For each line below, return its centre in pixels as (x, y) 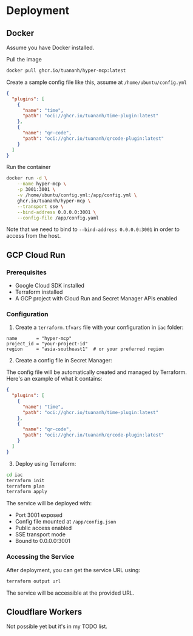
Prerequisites (26, 272)
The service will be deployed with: (49, 503)
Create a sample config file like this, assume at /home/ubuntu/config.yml (96, 82)
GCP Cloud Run (36, 255)
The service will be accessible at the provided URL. (70, 593)
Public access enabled (43, 528)
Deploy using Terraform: (46, 463)
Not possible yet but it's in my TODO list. (57, 626)
